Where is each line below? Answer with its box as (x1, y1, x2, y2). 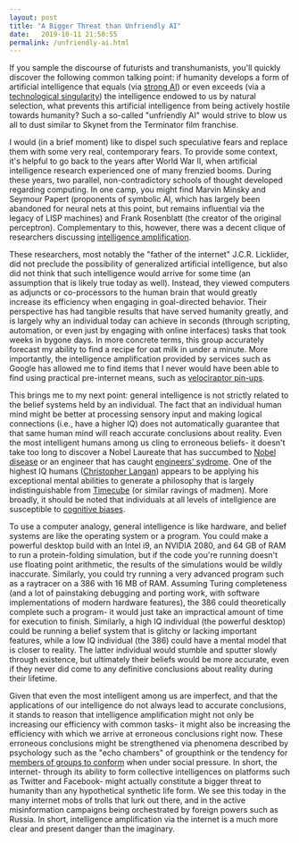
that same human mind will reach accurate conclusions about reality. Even (9, 428, 283, 439)
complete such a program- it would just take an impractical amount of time (9, 607, 284, 618)
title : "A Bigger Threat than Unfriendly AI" (9, 21, 181, 30)
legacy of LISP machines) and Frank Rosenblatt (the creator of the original (9, 213, 282, 223)
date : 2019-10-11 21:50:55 (9, 30, 118, 38)
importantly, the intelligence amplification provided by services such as (9, 354, 271, 365)
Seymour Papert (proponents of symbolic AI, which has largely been (9, 194, 261, 205)
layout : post (9, 13, 58, 22)
